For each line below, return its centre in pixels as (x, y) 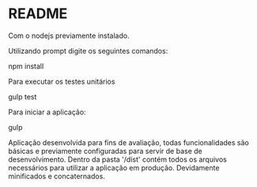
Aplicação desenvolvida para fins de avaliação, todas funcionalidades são (128, 142)
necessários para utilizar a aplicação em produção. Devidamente (114, 167)
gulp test (23, 96)
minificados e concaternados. (57, 176)
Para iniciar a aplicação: (47, 112)
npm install (26, 66)
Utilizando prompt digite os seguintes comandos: (88, 50)
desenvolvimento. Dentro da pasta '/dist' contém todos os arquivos (117, 159)
